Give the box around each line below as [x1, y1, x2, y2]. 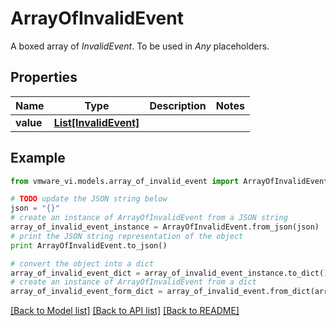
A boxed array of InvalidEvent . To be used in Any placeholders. [10, 40, 270, 52]
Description [149, 98, 207, 112]
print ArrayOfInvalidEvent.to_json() [10, 240, 168, 251]
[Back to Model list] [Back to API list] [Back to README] [10, 305, 240, 317]
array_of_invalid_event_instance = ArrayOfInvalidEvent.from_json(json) [10, 222, 320, 232]
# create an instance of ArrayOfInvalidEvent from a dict [10, 277, 257, 287]
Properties [10, 69, 78, 86]
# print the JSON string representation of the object [10, 231, 244, 241]
